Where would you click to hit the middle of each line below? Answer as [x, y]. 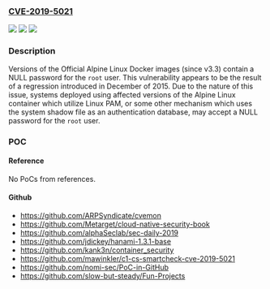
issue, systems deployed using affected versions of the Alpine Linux [122, 94]
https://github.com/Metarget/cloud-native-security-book [115, 224]
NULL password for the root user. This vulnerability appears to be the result [135, 77]
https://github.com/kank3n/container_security [97, 250]
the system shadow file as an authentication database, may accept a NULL [133, 112]
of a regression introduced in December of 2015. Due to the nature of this [131, 86]
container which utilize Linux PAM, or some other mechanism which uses [131, 103]
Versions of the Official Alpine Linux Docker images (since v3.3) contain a [131, 69]
